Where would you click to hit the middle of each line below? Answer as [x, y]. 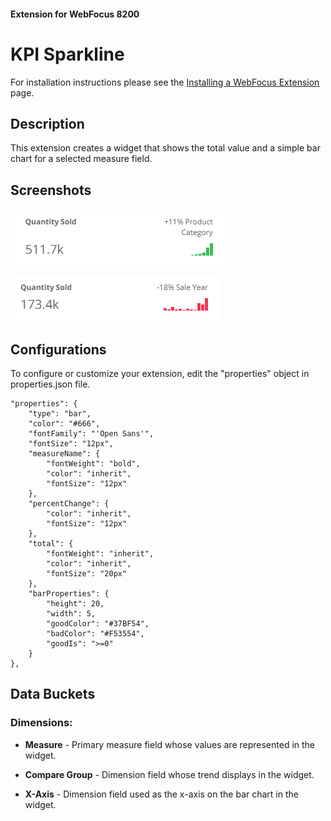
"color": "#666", [64, 423]
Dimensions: [41, 723]
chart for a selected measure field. [81, 159]
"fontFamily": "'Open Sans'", [91, 433]
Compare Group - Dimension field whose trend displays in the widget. [169, 774]
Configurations [58, 349]
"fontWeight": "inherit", [100, 553]
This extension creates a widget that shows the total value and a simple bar [165, 148]
